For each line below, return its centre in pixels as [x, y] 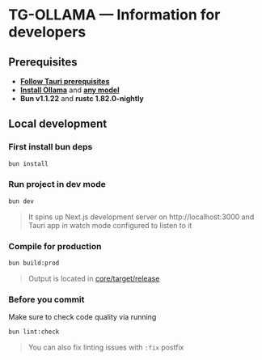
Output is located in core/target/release [94, 278]
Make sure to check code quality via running [82, 317]
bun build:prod [34, 263]
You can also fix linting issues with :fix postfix [106, 347]
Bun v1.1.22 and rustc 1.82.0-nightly [82, 98]
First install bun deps [51, 147]
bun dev [21, 201]
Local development [58, 124]
